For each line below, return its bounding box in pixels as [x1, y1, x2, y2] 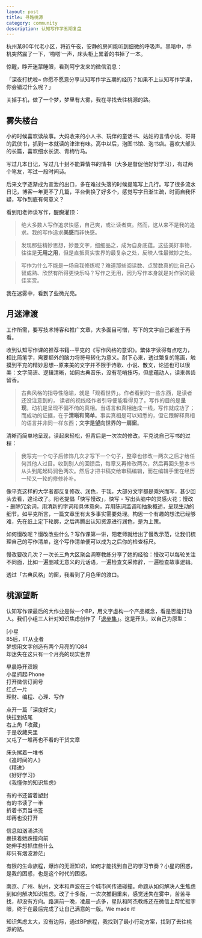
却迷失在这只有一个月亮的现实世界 [6, 650, 91, 657]
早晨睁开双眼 [6, 663, 38, 670]
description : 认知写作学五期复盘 [6, 25, 82, 32]
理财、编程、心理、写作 [6, 693, 64, 700]
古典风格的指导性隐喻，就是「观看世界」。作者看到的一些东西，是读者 [20, 389, 192, 396]
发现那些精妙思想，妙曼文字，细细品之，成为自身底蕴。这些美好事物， [20, 242, 195, 249]
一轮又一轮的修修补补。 [20, 474, 79, 482]
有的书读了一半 [6, 799, 43, 806]
